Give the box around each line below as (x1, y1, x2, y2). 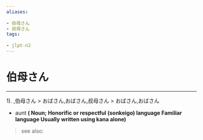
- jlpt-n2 (6, 43, 31, 49)
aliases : (6, 8, 28, 15)
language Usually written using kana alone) (14, 115, 127, 122)
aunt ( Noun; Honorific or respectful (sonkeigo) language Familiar (14, 109, 182, 116)
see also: (21, 127, 44, 135)
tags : (6, 31, 20, 37)
